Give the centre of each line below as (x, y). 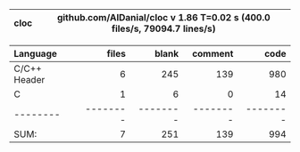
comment (212, 54)
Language (36, 54)
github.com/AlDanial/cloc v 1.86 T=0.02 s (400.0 (163, 17)
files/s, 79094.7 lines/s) (163, 28)
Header (29, 80)
